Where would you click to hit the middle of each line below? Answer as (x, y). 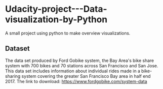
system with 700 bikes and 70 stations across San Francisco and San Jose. (82, 65)
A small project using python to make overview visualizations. (68, 33)
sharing (13, 76)
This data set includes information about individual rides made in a (73, 71)
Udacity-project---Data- (56, 9)
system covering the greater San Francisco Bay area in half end (86, 76)
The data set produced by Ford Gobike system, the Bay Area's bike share (80, 60)
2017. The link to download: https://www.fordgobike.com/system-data (76, 81)
